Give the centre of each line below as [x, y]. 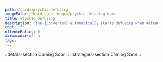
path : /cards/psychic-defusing [37, 9]
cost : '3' [15, 27]
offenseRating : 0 [23, 32]
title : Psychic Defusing [30, 18]
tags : [10, 41]
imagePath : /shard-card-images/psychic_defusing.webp [61, 14]
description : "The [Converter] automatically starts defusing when [75, 23]
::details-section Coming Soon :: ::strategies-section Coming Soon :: [73, 54]
